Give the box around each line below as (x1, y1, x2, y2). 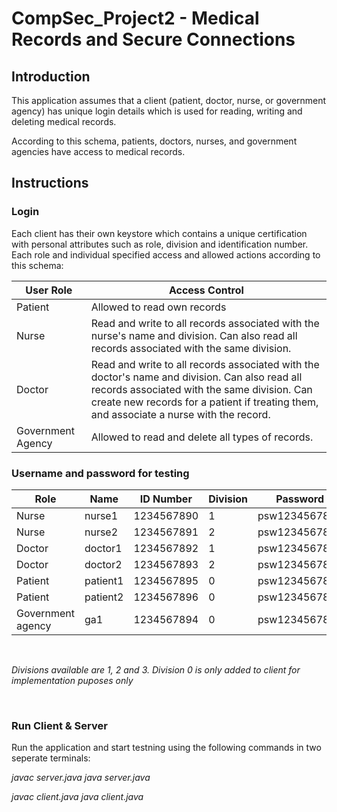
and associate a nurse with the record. (90, 407, 271, 421)
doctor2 (84, 557, 123, 571)
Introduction (11, 68, 91, 85)
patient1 (84, 573, 124, 587)
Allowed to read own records (90, 300, 227, 314)
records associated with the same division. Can (90, 382, 313, 396)
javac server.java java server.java (11, 772, 151, 784)
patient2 (84, 590, 124, 604)
